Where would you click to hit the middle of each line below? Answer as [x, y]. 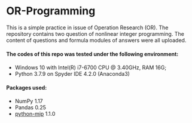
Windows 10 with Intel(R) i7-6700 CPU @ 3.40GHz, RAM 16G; [90, 67]
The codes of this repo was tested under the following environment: [92, 54]
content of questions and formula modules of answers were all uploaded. [96, 40]
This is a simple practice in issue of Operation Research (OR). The [87, 27]
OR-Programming [51, 11]
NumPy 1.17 [29, 101]
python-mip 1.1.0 [35, 114]
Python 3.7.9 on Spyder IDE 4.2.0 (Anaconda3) [72, 74]
